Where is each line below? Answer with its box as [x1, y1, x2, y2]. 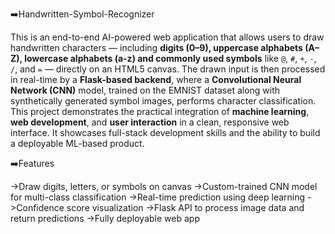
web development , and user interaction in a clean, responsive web [10, 116, 290, 128]
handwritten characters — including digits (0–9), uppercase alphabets [10, 42, 303, 53]
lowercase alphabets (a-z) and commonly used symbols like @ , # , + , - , [24, 53, 317, 64]
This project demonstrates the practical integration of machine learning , [10, 106, 310, 117]
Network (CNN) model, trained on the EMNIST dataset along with [10, 84, 281, 96]
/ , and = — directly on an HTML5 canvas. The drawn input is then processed [10, 63, 326, 75]
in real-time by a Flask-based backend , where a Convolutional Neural [10, 74, 302, 85]
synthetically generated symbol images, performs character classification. [10, 95, 317, 107]
